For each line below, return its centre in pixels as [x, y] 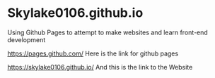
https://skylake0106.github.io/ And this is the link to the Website [100, 67]
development [27, 39]
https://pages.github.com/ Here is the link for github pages [93, 53]
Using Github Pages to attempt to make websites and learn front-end [108, 32]
